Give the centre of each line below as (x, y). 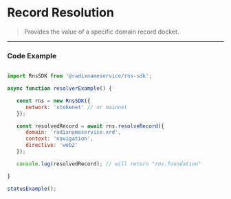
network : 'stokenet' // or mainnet (76, 107)
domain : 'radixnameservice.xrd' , (73, 132)
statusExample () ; (32, 189)
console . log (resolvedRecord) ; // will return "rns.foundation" (109, 164)
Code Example (32, 56)
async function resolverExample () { (59, 89)
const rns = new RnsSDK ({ (53, 101)
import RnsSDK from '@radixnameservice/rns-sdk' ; (80, 76)
